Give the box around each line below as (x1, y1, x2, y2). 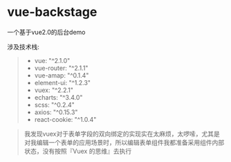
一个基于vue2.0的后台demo (7, 28, 86, 36)
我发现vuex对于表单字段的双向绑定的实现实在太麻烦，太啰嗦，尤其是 (24, 129, 220, 138)
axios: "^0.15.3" (34, 108, 78, 116)
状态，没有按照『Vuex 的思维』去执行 (24, 147, 132, 155)
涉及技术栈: (7, 42, 40, 51)
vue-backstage (7, 4, 98, 20)
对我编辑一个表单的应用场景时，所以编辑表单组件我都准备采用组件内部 (24, 138, 225, 146)
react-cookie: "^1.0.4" (34, 115, 97, 123)
